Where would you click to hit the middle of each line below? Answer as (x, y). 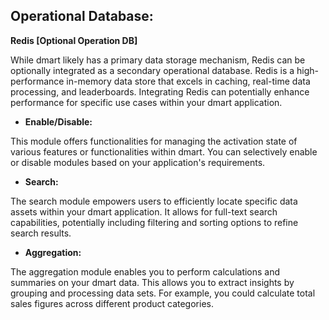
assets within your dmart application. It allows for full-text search (144, 211)
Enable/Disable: (58, 121)
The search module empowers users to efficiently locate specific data (154, 201)
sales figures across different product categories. (112, 303)
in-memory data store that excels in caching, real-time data (188, 81)
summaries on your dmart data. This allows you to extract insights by (152, 282)
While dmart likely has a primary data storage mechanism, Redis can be (158, 60)
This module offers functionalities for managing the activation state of (154, 141)
